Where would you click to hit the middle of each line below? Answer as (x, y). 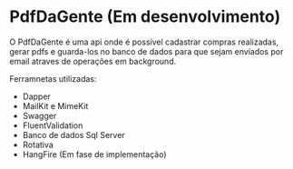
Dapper (37, 96)
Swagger (39, 115)
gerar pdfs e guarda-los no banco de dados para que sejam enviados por (146, 51)
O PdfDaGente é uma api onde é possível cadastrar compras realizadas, (144, 42)
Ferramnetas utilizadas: (53, 78)
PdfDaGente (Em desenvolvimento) (145, 17)
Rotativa (38, 144)
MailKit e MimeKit (55, 105)
